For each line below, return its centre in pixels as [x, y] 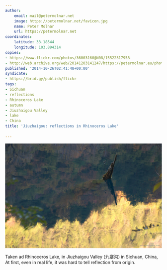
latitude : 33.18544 [34, 42]
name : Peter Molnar [34, 26]
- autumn [14, 105]
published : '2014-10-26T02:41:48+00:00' [48, 68]
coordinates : [19, 37]
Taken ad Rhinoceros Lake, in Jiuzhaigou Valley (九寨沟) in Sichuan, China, [82, 257]
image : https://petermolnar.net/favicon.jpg [61, 21]
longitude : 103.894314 [38, 47]
